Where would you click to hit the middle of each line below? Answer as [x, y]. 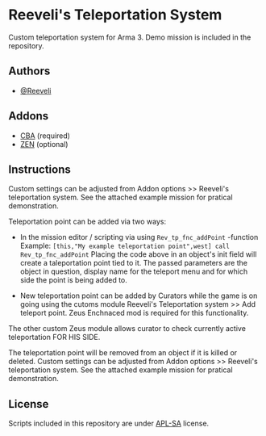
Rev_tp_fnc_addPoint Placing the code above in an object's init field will [138, 254]
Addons [29, 116]
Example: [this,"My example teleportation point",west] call [125, 246]
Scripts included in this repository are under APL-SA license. [109, 423]
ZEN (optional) [44, 144]
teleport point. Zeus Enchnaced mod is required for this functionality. [134, 313]
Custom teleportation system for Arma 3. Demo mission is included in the [130, 37]
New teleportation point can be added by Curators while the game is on [139, 296]
